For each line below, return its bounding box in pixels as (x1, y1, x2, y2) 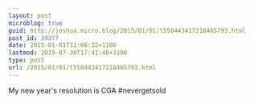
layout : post (8, 11, 52, 20)
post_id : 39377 (8, 34, 59, 42)
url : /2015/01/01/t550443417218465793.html (8, 64, 157, 72)
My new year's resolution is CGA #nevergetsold (8, 85, 166, 95)
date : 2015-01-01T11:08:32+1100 (8, 42, 117, 50)
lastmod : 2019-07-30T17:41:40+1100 (8, 49, 128, 57)
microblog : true (8, 19, 63, 27)
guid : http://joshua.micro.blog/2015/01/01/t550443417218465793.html (8, 26, 247, 34)
